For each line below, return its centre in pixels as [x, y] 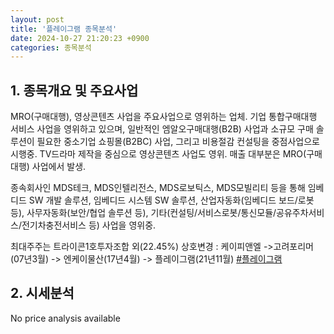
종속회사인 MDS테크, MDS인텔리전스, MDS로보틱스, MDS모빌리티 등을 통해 [158, 188]
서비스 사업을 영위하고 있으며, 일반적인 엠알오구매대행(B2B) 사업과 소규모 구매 [162, 129]
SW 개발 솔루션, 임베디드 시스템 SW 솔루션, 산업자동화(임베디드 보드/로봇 [171, 200]
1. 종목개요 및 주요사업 [74, 90]
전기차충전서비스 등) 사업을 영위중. [89, 225]
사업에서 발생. [59, 167]
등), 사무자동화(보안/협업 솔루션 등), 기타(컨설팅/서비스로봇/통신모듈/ [143, 213]
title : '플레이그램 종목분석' [64, 29]
